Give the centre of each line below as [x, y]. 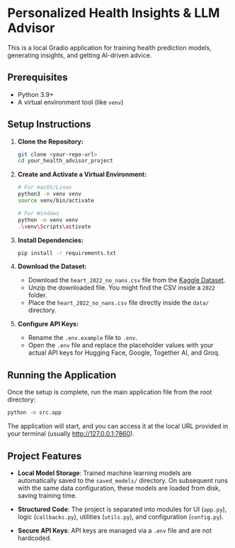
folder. [38, 295]
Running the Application [62, 375]
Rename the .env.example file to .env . [83, 338]
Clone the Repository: [50, 141]
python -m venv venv [48, 220]
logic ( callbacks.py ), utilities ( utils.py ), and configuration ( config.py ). [121, 516]
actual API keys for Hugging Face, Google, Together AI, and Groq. [124, 353]
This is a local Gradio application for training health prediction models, [110, 47]
